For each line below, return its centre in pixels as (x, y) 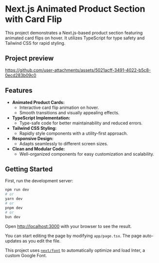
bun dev (13, 217)
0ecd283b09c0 (21, 75)
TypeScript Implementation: (41, 118)
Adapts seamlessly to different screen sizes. (64, 143)
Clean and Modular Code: (38, 149)
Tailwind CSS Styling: (34, 128)
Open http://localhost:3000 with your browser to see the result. (69, 226)
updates (13, 241)
